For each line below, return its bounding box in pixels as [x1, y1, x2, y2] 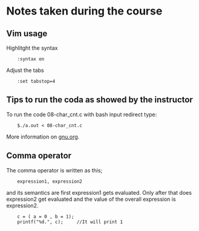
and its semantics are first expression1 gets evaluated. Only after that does [6, 189, 192, 196]
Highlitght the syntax [6, 44, 58, 51]
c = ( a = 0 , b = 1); [17, 213, 74, 220]
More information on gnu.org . [6, 133, 80, 140]
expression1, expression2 [17, 178, 83, 184]
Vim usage [6, 28, 48, 39]
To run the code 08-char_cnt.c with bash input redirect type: [6, 111, 157, 118]
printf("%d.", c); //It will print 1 [17, 219, 123, 225]
